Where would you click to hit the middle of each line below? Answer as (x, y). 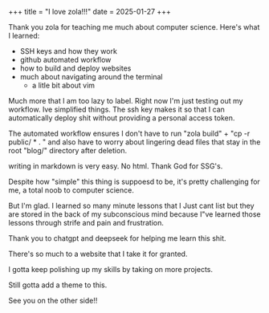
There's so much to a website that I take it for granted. (98, 254)
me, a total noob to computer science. (71, 190)
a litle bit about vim (63, 85)
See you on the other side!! (53, 301)
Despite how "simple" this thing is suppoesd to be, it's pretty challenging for (134, 181)
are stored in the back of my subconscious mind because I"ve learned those (134, 214)
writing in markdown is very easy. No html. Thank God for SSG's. (116, 166)
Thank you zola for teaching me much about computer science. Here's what (134, 27)
